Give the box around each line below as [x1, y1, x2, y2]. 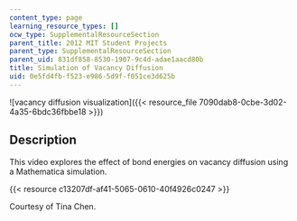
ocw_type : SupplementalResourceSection [9, 30, 160, 39]
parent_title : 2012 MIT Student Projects [9, 38, 168, 48]
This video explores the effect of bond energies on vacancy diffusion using [9, 156, 289, 167]
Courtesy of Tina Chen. [9, 200, 97, 212]
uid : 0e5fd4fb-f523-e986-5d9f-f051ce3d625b [9, 72, 176, 81]
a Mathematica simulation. [9, 166, 107, 177]
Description [9, 133, 77, 148]
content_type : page [9, 13, 83, 23]
